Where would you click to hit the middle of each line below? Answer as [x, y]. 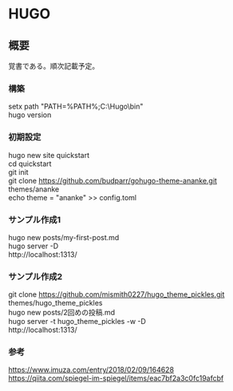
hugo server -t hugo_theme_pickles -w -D [77, 322]
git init [19, 172]
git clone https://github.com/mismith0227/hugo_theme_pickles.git [116, 294]
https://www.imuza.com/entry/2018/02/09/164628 [91, 370]
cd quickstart [30, 164]
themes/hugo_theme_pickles [55, 303]
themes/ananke [34, 189]
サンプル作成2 [35, 276]
